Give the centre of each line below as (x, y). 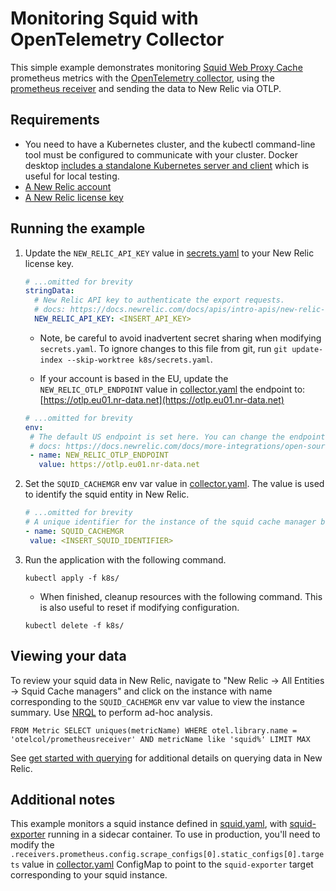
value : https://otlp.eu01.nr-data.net (119, 465)
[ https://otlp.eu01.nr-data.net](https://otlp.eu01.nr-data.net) (162, 399)
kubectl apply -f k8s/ (72, 578)
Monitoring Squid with (104, 18)
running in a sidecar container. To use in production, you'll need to (184, 834)
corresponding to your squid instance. (89, 875)
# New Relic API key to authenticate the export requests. (160, 300)
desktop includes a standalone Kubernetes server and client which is (167, 165)
